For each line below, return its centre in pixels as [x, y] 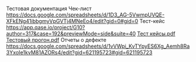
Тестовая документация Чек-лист [49, 9]
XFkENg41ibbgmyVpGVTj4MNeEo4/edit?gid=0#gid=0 [72, 21]
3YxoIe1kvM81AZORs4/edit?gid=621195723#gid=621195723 [79, 52]
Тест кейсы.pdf [156, 34]
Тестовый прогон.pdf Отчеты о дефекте [56, 40]
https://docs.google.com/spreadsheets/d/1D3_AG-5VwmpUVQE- [85, 15]
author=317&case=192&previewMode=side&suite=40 [71, 34]
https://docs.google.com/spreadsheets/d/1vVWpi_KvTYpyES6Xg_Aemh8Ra [98, 46]
